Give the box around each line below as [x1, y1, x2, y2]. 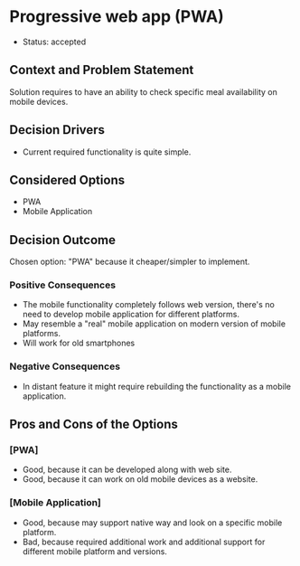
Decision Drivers [9, 122, 106, 137]
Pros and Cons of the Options [9, 417, 178, 432]
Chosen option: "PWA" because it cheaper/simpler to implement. [9, 256, 250, 268]
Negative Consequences [9, 360, 120, 373]
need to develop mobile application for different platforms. [22, 309, 239, 320]
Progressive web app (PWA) [9, 6, 224, 27]
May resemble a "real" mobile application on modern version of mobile [22, 318, 286, 329]
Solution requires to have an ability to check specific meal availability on [9, 86, 277, 97]
